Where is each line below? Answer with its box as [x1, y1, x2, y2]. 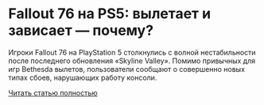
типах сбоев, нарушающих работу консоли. [8, 73, 157, 82]
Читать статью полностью [8, 88, 98, 97]
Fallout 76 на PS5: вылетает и [8, 5, 212, 23]
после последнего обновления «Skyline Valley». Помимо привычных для [8, 56, 256, 66]
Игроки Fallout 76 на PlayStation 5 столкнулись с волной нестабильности [8, 47, 256, 57]
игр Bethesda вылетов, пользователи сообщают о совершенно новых [8, 64, 245, 73]
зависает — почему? [8, 21, 153, 39]
